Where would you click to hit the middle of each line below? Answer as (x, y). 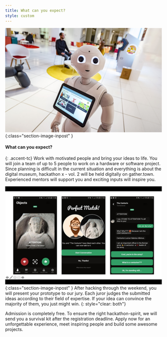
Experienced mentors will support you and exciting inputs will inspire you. (81, 179)
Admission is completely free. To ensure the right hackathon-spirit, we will (81, 313)
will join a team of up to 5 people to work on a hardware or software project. (83, 163)
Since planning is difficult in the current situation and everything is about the (83, 169)
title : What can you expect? (35, 10)
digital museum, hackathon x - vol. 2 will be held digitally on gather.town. (80, 174)
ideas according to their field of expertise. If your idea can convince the (78, 298)
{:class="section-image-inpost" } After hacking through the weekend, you (81, 288)
